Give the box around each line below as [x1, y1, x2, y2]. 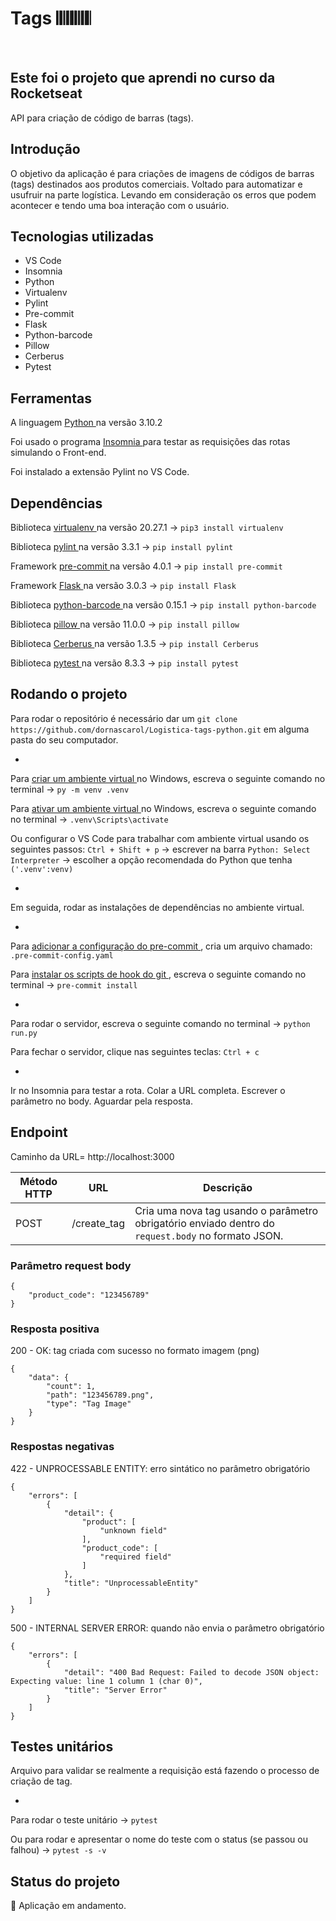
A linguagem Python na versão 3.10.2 [10, 417, 163, 429]
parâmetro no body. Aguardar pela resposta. [10, 1095, 193, 1107]
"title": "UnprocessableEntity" [63, 1578, 199, 1588]
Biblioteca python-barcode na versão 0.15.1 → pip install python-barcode [10, 599, 317, 611]
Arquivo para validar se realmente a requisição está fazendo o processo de [10, 1765, 320, 1777]
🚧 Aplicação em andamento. [10, 1900, 127, 1912]
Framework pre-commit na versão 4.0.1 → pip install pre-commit [10, 560, 283, 572]
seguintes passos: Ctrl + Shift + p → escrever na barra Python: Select [10, 843, 311, 855]
